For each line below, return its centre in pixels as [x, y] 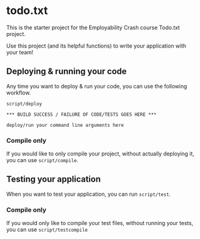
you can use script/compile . [42, 160]
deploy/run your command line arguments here [65, 125]
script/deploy [24, 104]
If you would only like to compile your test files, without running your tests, [100, 223]
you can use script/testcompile [47, 230]
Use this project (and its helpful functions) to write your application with [96, 46]
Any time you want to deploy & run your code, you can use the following [97, 86]
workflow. [19, 93]
